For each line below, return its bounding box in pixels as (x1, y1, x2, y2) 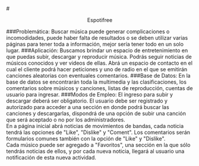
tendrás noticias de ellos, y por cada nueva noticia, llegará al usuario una (6, 148, 185, 155)
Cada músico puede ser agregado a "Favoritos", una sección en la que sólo (6, 142, 191, 148)
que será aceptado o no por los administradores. (6, 116, 126, 123)
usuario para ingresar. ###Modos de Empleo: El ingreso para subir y (6, 91, 173, 98)
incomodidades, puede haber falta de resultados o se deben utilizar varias (6, 34, 188, 41)
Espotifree (87, 17, 113, 23)
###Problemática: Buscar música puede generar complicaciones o (6, 28, 170, 35)
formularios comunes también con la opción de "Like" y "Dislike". (6, 135, 166, 142)
